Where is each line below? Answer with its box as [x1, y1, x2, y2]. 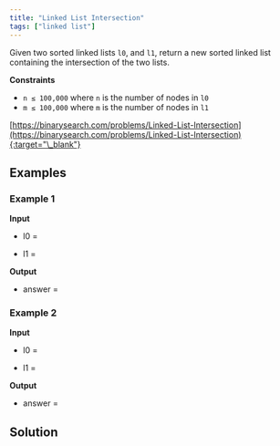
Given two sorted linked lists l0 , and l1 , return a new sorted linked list [9, 47, 272, 57]
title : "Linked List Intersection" [9, 13, 145, 23]
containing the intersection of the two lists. [9, 57, 171, 67]
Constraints [9, 74, 56, 85]
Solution [9, 424, 58, 440]
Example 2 [9, 306, 57, 319]
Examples [9, 165, 67, 181]
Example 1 [9, 192, 56, 205]
